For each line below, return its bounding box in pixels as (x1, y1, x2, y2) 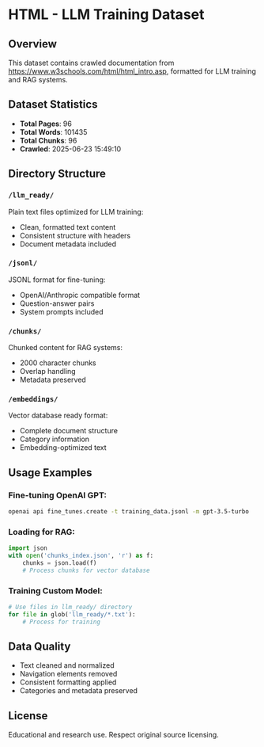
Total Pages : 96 (19, 119, 73, 128)
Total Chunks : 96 (19, 135, 77, 145)
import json (8, 544, 47, 552)
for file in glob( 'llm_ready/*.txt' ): (8, 610, 136, 619)
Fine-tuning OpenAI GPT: (8, 490, 107, 501)
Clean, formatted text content (19, 222, 116, 231)
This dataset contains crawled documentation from (8, 58, 175, 67)
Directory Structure (8, 167, 107, 181)
